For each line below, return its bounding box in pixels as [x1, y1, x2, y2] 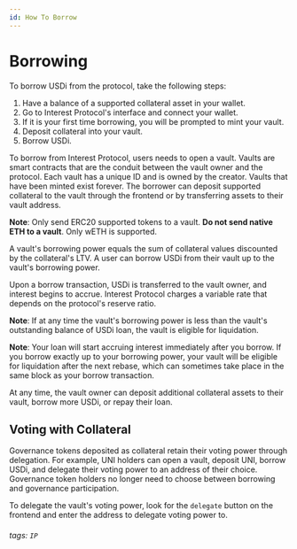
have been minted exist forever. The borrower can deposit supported [9, 181, 262, 191]
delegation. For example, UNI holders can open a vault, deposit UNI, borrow [9, 455, 286, 466]
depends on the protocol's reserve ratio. [9, 298, 157, 308]
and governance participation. [9, 483, 120, 494]
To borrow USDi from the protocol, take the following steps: [9, 81, 227, 91]
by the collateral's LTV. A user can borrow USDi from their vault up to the [9, 252, 275, 263]
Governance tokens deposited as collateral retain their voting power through [9, 445, 288, 456]
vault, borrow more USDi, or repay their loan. [9, 396, 173, 407]
